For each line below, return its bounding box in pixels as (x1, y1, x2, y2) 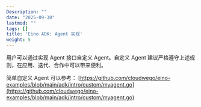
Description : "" (6, 8, 47, 15)
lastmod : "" (6, 20, 36, 26)
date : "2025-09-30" (6, 14, 55, 20)
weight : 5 (6, 37, 31, 43)
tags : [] (6, 25, 28, 32)
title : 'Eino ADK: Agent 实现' (6, 31, 83, 37)
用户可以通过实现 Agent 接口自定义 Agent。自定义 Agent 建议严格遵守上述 (6, 54, 190, 61)
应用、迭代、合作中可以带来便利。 (22, 61, 107, 69)
